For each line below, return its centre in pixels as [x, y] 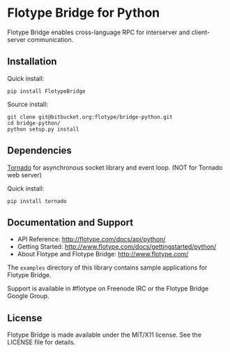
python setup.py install [43, 129]
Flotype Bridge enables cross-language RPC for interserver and [99, 32]
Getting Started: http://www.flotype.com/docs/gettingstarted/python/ [117, 247]
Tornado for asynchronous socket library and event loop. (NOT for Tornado [115, 167]
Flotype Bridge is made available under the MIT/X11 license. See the [105, 335]
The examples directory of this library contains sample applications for [107, 267]
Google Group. [29, 296]
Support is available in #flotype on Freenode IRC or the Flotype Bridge [108, 288]
